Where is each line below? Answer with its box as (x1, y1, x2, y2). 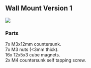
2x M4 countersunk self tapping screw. (5, 57, 86, 63)
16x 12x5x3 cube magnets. (5, 52, 60, 58)
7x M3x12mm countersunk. (5, 41, 61, 47)
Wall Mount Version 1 (5, 4, 73, 13)
